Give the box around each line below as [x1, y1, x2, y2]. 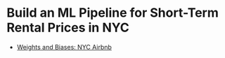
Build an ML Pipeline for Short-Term [6, 5, 219, 21]
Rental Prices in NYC [6, 20, 129, 36]
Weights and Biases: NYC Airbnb [16, 43, 112, 51]
